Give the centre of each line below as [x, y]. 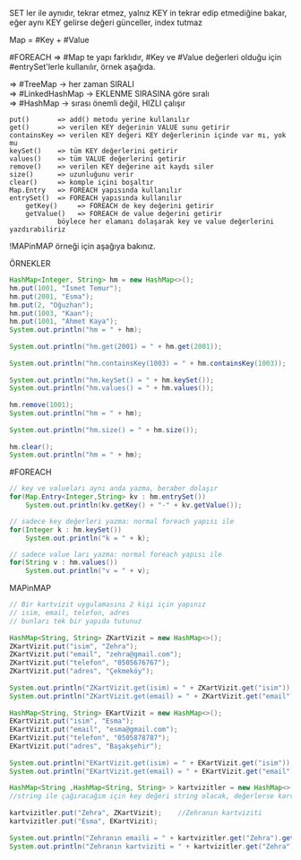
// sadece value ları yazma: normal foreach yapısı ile [116, 554]
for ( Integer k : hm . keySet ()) [66, 530]
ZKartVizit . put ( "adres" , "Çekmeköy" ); [82, 672]
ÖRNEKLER [30, 263]
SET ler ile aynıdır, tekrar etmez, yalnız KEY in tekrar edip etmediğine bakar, [148, 13]
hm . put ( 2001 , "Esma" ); [52, 296]
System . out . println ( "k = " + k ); [88, 538]
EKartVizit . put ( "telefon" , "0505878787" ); [90, 738]
